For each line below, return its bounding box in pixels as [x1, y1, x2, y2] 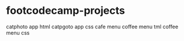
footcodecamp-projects [6, 4, 125, 17]
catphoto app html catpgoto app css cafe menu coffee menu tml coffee [6, 23, 179, 30]
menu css [6, 29, 30, 36]
